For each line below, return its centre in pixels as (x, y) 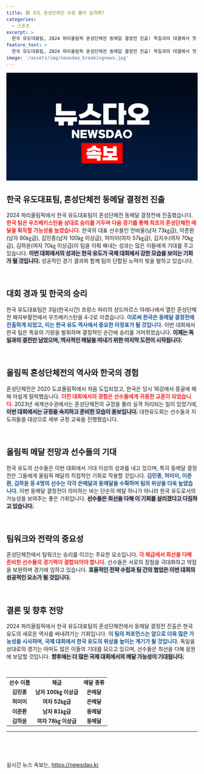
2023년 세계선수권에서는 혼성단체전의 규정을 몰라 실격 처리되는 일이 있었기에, (106, 404)
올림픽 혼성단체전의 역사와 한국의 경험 (73, 373)
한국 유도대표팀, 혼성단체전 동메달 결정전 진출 (86, 199)
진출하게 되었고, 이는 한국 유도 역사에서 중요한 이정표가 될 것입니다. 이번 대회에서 (101, 325)
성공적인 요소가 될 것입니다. (39, 577)
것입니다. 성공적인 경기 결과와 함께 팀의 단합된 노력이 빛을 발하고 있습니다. (106, 261)
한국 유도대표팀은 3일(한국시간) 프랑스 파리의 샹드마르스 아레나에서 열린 (91, 309)
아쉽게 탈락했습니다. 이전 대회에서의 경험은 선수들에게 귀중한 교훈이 (91, 396)
